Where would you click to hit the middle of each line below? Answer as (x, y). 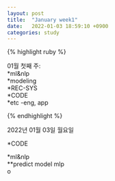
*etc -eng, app (28, 102)
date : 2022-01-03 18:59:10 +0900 (58, 26)
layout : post (26, 13)
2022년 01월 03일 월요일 (40, 130)
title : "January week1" (42, 20)
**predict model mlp (36, 164)
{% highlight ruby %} (37, 52)
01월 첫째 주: (24, 66)
